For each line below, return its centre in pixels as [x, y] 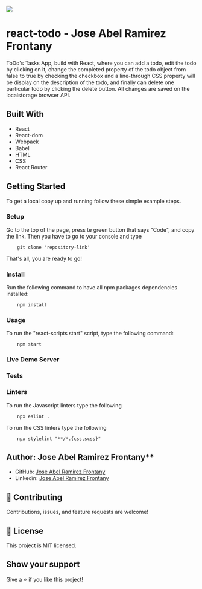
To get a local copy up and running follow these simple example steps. [94, 201]
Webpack [27, 142]
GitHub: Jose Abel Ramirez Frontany [60, 472]
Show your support [43, 564]
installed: [17, 294]
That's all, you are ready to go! [44, 258]
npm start [30, 344]
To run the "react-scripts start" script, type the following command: [90, 334]
